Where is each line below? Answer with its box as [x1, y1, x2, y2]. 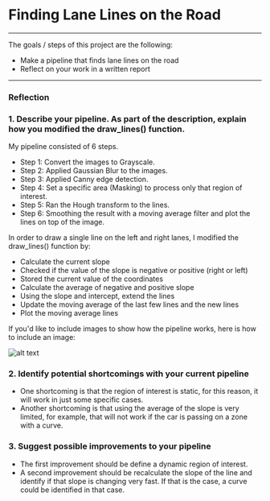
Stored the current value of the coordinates [19, 274, 163, 284]
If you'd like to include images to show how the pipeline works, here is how [8, 324, 257, 333]
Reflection [8, 91, 50, 102]
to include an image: [8, 333, 76, 342]
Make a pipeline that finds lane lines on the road [19, 55, 179, 65]
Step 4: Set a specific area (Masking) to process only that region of [19, 183, 243, 193]
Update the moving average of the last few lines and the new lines [19, 300, 239, 309]
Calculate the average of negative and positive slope [19, 283, 194, 292]
